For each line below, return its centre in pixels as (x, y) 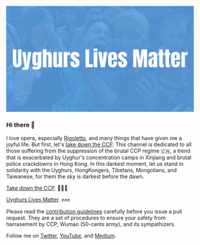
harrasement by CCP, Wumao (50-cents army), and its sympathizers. (91, 224)
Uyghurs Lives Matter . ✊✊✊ (38, 199)
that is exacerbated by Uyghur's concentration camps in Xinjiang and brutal (99, 157)
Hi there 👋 (21, 125)
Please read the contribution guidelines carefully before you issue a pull (94, 211)
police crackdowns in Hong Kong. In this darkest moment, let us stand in (95, 163)
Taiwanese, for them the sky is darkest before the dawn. (75, 176)
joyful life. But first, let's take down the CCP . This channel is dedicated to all (99, 144)
